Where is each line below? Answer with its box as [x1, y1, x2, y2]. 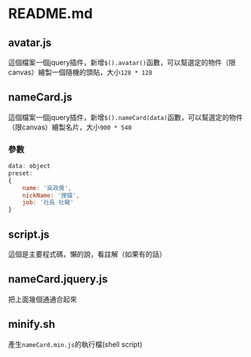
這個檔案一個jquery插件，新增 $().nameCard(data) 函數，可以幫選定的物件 [8, 112, 243, 122]
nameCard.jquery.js [8, 272, 108, 286]
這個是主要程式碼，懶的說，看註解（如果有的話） [8, 250, 166, 259]
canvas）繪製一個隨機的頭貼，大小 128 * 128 [8, 67, 153, 77]
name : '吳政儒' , [22, 184, 72, 192]
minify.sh [8, 318, 56, 331]
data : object [8, 162, 51, 170]
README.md [8, 5, 93, 23]
